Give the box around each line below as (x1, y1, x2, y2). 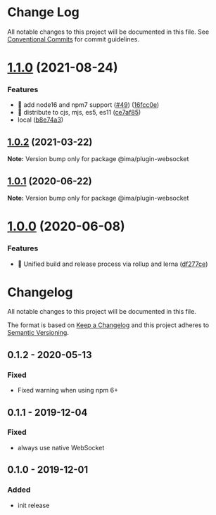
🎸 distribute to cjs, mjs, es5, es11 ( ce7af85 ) (17, 108, 141, 117)
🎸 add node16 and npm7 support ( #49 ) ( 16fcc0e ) (17, 101, 160, 109)
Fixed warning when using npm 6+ (17, 386, 118, 395)
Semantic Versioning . (7, 329, 69, 337)
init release (17, 501, 50, 509)
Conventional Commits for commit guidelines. (7, 34, 139, 43)
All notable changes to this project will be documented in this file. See (7, 27, 210, 36)
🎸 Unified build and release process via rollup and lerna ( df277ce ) (17, 260, 208, 268)
